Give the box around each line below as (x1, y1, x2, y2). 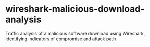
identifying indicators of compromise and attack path (5, 36, 116, 42)
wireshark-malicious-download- (5, 3, 145, 15)
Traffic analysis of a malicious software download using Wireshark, (5, 30, 145, 36)
